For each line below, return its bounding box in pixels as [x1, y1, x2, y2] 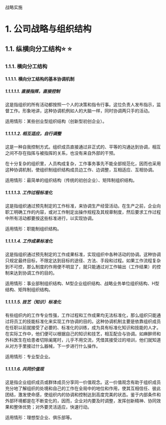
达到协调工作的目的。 [13, 270, 57, 276]
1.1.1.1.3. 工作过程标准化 [5, 189, 53, 195]
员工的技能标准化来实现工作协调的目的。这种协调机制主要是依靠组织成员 [13, 318, 161, 324]
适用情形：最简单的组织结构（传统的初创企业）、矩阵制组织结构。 [5, 177, 137, 183]
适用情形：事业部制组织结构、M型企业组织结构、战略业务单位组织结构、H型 [5, 280, 160, 286]
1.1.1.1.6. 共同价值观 [5, 366, 44, 372]
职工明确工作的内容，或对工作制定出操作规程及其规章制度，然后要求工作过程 [5, 209, 161, 215]
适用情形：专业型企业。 [5, 353, 53, 359]
